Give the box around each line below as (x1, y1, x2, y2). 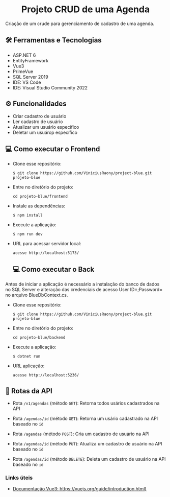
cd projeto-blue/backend (12, 335, 66, 340)
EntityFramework (12, 57, 49, 63)
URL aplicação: (12, 363, 45, 369)
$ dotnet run (12, 354, 41, 359)
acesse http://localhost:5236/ (12, 373, 79, 378)
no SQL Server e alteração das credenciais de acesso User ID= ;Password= (5, 287, 163, 293)
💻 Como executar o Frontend (5, 145, 100, 153)
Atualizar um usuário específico (12, 124, 79, 130)
